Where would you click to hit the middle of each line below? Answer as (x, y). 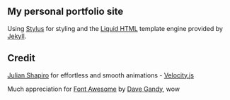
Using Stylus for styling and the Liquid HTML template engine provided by (115, 28)
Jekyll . (17, 36)
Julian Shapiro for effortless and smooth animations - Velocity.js (101, 75)
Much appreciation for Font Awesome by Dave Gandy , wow (94, 89)
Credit (21, 58)
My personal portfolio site (65, 12)
